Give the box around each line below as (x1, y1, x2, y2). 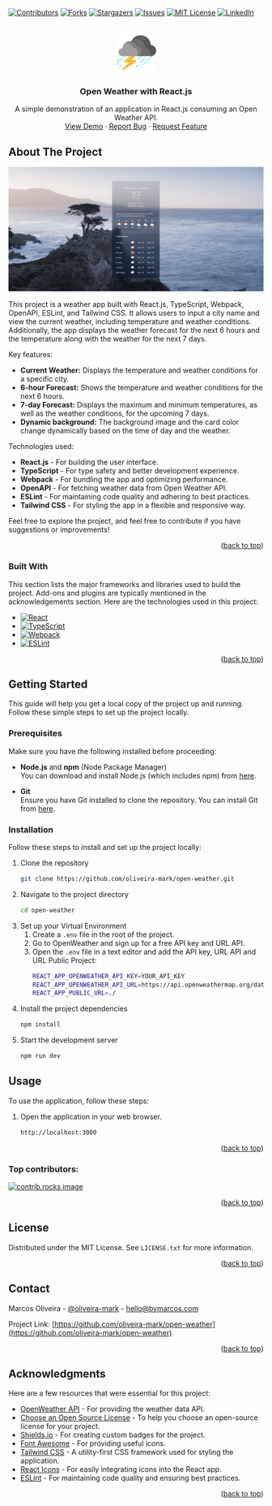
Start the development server (19, 1035, 119, 1045)
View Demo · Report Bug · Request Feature (64, 122, 208, 132)
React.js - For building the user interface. (19, 457, 159, 467)
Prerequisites (8, 727, 62, 739)
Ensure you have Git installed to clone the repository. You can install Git (19, 795, 258, 805)
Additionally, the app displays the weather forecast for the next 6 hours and (8, 326, 261, 335)
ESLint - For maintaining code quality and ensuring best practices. (19, 1474, 241, 1483)
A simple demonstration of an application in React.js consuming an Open (15, 104, 257, 114)
